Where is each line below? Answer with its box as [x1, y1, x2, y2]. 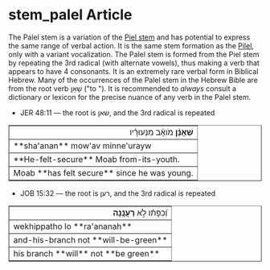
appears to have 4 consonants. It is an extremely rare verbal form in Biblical [8, 66, 259, 76]
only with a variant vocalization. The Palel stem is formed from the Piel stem [8, 49, 260, 59]
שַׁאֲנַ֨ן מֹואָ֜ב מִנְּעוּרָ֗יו [129, 127, 194, 138]
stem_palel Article [8, 6, 133, 24]
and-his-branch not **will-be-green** [13, 234, 168, 245]
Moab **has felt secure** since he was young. [13, 167, 194, 178]
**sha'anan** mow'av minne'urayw [13, 139, 152, 151]
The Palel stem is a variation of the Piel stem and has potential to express [8, 32, 251, 42]
